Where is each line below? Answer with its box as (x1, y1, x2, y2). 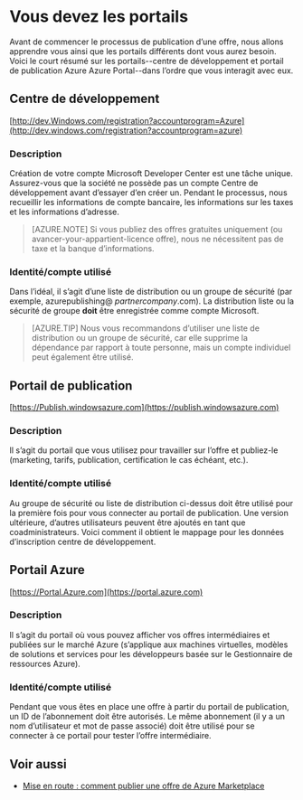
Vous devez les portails (9, 6, 188, 27)
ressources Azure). (9, 658, 81, 669)
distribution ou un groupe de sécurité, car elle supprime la (31, 333, 249, 344)
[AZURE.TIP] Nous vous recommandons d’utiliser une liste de (31, 323, 260, 334)
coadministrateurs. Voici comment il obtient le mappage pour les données (9, 526, 285, 537)
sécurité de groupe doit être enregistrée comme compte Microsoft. (9, 306, 260, 316)
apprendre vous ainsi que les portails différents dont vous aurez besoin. (9, 45, 278, 56)
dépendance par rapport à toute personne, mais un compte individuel (31, 342, 291, 353)
